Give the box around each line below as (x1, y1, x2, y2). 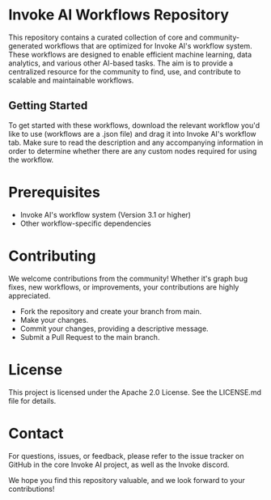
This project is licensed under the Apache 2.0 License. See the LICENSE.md (8, 387, 261, 397)
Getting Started (8, 99, 88, 112)
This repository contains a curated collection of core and (8, 32, 198, 42)
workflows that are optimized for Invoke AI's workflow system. (44, 40, 252, 50)
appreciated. (8, 290, 51, 300)
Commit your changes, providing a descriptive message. (19, 324, 209, 333)
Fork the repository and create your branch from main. (19, 306, 202, 316)
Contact (8, 424, 64, 443)
